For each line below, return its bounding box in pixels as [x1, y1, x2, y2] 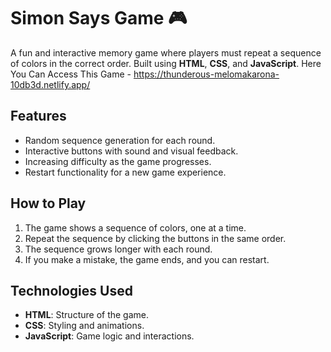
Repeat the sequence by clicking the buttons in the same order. [24, 232, 287, 244]
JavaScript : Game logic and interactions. [24, 330, 195, 342]
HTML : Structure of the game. [24, 309, 150, 321]
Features [10, 108, 67, 125]
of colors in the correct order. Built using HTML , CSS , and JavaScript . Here [10, 57, 322, 69]
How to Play [10, 195, 87, 212]
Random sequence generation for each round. [24, 134, 216, 146]
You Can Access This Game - [10, 68, 132, 80]
